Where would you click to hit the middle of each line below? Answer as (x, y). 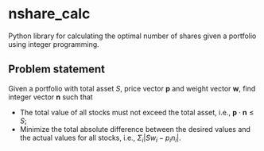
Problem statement (57, 70)
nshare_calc (49, 14)
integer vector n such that (50, 97)
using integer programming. (54, 44)
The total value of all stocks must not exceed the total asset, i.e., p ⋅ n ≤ (137, 112)
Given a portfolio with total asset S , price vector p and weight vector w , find (132, 88)
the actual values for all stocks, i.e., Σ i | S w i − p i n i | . (100, 138)
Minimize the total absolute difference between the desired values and (135, 129)
